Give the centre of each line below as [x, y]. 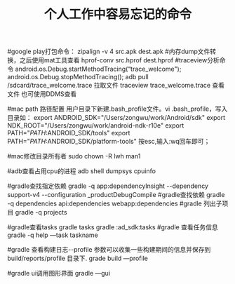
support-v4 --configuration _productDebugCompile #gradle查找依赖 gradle [116, 195]
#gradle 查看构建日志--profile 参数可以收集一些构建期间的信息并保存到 [109, 250]
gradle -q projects [41, 212]
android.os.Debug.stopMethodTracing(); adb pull [78, 77]
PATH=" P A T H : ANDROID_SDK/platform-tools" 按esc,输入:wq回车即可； [109, 142]
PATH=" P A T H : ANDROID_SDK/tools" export [69, 133]
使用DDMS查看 [55, 94]
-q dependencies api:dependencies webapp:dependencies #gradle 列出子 [115, 203]
